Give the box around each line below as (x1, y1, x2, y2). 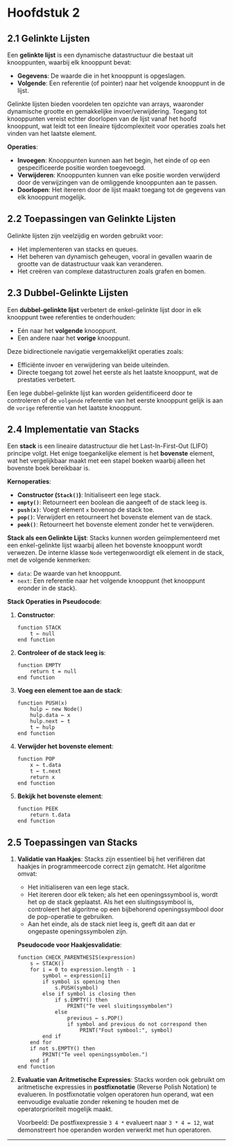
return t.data (30, 811, 71, 819)
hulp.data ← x (30, 712, 71, 719)
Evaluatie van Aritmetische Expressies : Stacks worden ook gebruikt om (17, 1076, 225, 1084)
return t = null (30, 668, 77, 675)
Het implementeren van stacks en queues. (17, 245, 139, 253)
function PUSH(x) (17, 700, 68, 707)
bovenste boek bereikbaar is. (7, 464, 90, 472)
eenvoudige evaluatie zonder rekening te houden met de (17, 1098, 179, 1106)
